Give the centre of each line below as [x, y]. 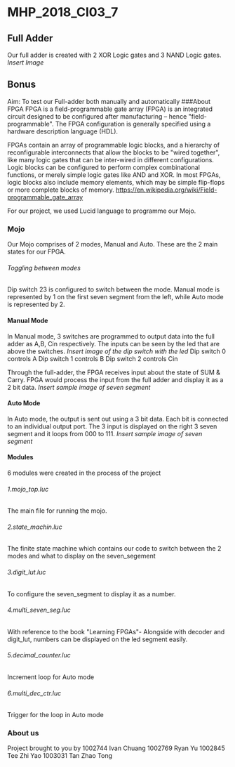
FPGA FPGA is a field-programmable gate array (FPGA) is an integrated [110, 109]
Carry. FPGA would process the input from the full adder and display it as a [115, 379]
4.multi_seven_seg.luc [39, 610]
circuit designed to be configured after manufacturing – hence [97, 116]
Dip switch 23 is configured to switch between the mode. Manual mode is [114, 289]
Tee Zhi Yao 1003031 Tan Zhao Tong [60, 756]
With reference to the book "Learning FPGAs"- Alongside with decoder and [116, 631]
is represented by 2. [36, 304]
